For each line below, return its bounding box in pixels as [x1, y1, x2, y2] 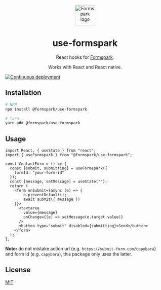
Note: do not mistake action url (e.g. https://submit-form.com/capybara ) [5, 246, 156, 252]
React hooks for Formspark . [56, 54, 114, 60]
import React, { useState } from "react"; [5, 148, 96, 153]
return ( [10, 184, 28, 189]
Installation [5, 89, 42, 97]
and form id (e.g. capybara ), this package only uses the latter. [5, 251, 133, 257]
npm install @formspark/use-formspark [5, 106, 87, 112]
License [5, 266, 31, 274]
